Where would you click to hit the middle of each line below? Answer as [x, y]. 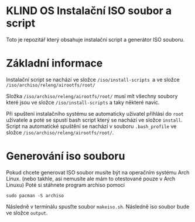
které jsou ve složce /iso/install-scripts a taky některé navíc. [83, 102]
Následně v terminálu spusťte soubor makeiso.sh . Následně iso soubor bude [98, 206]
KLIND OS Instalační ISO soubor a [89, 11]
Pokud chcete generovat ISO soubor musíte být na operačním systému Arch [98, 172]
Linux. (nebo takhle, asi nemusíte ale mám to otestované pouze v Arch [91, 179]
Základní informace [54, 63]
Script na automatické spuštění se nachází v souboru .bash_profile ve [91, 126]
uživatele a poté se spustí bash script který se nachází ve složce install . [94, 120]
